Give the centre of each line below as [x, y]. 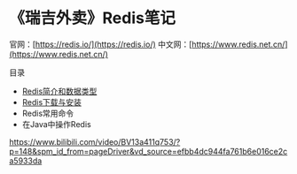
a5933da [26, 161]
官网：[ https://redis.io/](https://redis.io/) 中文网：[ [101, 44]
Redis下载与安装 [52, 102]
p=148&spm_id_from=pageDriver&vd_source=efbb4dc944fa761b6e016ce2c [148, 151]
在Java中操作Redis [56, 124]
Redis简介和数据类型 [59, 91]
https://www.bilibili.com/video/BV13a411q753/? [95, 141]
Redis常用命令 [48, 113]
